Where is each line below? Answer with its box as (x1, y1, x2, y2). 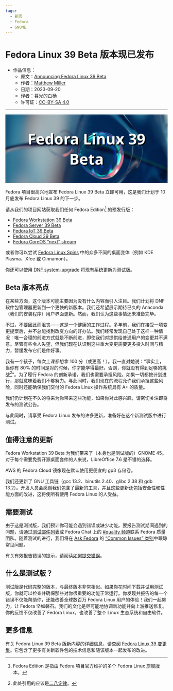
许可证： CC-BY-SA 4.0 (20, 99, 70, 105)
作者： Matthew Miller (20, 80, 66, 86)
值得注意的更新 (5, 435, 53, 444)
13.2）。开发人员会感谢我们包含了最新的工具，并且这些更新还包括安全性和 (5, 485, 161, 491)
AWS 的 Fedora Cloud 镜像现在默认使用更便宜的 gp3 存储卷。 (5, 467, 135, 473)
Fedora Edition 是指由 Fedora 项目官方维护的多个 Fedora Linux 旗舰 (12, 663, 155, 669)
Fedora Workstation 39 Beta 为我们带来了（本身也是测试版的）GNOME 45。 (5, 450, 167, 456)
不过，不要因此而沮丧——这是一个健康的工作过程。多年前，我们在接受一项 (5, 322, 163, 328)
